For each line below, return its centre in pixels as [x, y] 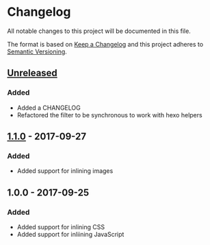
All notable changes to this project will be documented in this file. [99, 31]
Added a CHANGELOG [49, 108]
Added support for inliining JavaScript [70, 234]
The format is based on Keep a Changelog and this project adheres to [105, 44]
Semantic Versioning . [37, 51]
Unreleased [32, 73]
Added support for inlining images [65, 171]
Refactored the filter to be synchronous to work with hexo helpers [110, 115]
